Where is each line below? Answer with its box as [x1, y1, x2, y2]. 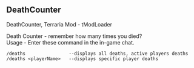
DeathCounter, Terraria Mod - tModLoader [6, 20, 113, 28]
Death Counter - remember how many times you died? [6, 32, 142, 40]
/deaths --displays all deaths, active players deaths [6, 51, 189, 57]
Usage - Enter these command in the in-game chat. [6, 39, 135, 46]
